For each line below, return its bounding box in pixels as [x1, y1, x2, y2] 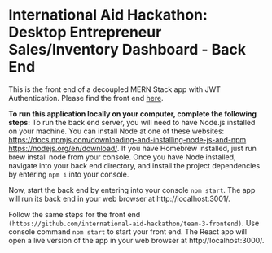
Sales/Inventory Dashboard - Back [8, 41, 247, 59]
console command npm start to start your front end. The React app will [8, 226, 247, 237]
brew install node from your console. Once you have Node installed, [8, 152, 236, 162]
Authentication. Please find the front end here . [8, 93, 165, 103]
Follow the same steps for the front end [8, 209, 141, 219]
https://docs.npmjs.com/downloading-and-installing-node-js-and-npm [8, 134, 247, 144]
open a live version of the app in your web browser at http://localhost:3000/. [8, 235, 265, 245]
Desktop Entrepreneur [8, 23, 162, 41]
